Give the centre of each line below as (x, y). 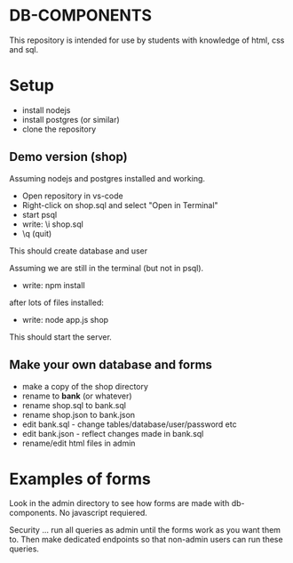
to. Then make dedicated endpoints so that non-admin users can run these (146, 540)
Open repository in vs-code (72, 196)
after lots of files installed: (57, 302)
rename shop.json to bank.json (79, 414)
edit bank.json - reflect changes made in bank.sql (113, 433)
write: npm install (54, 285)
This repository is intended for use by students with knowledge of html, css (147, 40)
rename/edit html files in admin (79, 443)
